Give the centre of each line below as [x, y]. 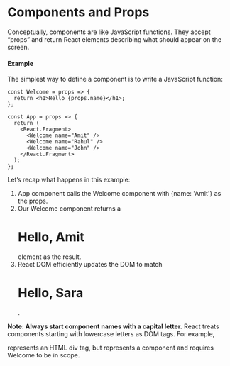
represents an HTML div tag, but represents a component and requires [111, 348]
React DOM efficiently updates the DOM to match [90, 265]
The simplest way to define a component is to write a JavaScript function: [115, 79]
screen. [18, 47]
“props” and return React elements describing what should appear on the [115, 39]
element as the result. [49, 257]
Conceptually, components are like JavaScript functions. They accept [109, 32]
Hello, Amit [51, 237]
